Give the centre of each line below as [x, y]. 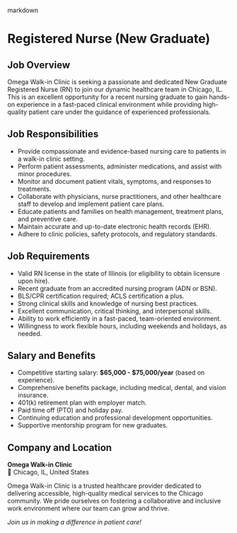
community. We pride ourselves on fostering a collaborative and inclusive [114, 501]
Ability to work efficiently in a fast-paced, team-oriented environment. [119, 319]
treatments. [34, 189]
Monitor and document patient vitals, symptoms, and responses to [114, 181]
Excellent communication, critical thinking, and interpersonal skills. [115, 311]
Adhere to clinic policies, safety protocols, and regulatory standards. [117, 234]
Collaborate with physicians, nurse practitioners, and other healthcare [119, 196]
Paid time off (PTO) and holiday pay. [70, 411]
